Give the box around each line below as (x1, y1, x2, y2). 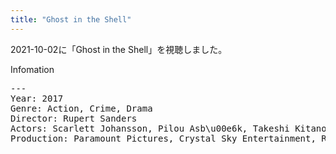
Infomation (10, 63, 55, 75)
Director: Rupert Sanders (10, 112, 138, 124)
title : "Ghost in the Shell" (10, 14, 132, 25)
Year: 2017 (10, 92, 64, 104)
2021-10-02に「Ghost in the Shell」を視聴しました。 (10, 43, 228, 55)
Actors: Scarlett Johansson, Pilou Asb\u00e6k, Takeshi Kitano (10, 122, 327, 134)
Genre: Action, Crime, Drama (10, 102, 153, 114)
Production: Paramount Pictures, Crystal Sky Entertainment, (10, 132, 317, 144)
